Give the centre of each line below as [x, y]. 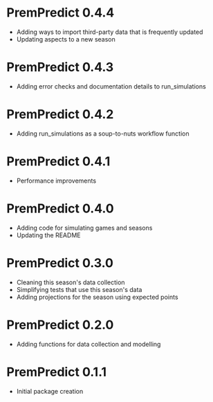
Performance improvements [56, 181]
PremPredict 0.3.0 [60, 263]
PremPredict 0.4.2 [60, 115]
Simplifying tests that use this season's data [79, 289]
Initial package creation [50, 391]
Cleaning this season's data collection [71, 282]
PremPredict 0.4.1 [58, 161]
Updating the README [48, 235]
